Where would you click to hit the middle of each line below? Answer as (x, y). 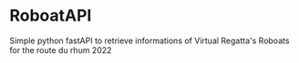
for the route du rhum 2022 (61, 49)
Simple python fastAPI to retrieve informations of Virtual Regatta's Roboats (149, 40)
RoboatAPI (51, 16)
